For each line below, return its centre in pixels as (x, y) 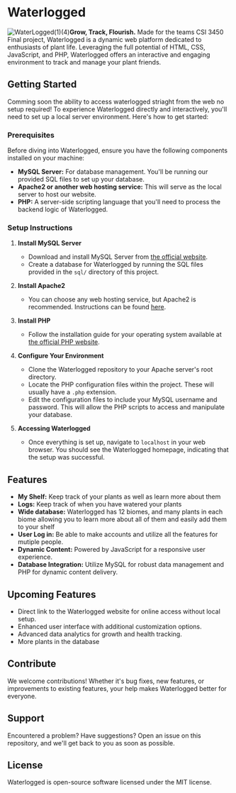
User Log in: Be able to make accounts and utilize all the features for (118, 534)
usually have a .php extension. (72, 392)
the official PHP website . (64, 342)
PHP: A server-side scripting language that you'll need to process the (119, 202)
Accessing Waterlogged (54, 428)
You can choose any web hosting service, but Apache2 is (112, 299)
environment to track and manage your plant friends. (84, 62)
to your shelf (36, 527)
